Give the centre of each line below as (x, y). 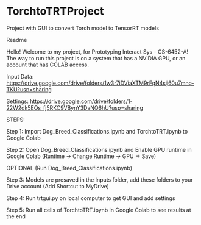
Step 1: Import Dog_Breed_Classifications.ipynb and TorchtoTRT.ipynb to (97, 131)
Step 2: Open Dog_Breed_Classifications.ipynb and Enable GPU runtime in (99, 149)
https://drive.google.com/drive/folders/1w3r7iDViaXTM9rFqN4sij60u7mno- (100, 83)
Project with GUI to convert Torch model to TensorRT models (83, 28)
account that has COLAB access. (48, 65)
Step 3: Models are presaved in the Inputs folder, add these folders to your (100, 180)
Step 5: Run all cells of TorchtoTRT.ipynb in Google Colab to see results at (99, 210)
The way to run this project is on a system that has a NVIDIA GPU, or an (96, 58)
